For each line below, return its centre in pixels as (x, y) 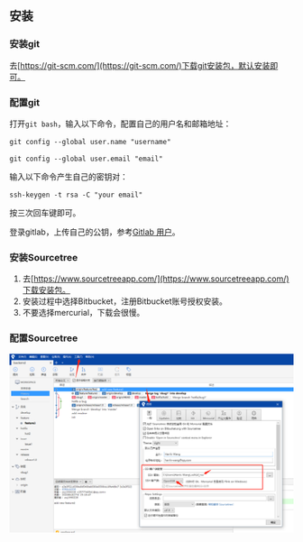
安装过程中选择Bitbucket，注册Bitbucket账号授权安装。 (124, 301)
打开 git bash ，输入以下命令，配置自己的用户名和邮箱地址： (120, 124)
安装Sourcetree (44, 257)
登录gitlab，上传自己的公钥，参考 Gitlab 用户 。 (95, 232)
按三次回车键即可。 (45, 212)
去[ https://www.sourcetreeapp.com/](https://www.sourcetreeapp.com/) (156, 279)
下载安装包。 (46, 290)
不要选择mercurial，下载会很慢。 (83, 313)
